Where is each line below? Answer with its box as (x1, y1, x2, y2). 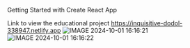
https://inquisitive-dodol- (111, 19, 183, 27)
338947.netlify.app (7, 27, 61, 34)
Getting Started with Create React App (7, 6, 117, 14)
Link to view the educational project (7, 19, 110, 27)
